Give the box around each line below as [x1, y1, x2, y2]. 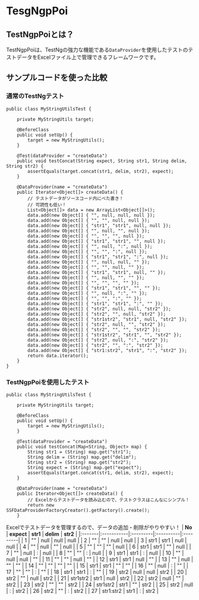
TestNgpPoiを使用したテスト [6, 378, 90, 386]
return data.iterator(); [27, 353, 89, 359]
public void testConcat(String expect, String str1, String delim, [17, 158, 187, 164]
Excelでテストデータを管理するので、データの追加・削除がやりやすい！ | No [6, 523, 192, 530]
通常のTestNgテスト [6, 92, 64, 100]
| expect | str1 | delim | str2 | [6, 530, 78, 538]
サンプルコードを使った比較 [6, 73, 108, 83]
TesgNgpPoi [6, 4, 68, 18]
